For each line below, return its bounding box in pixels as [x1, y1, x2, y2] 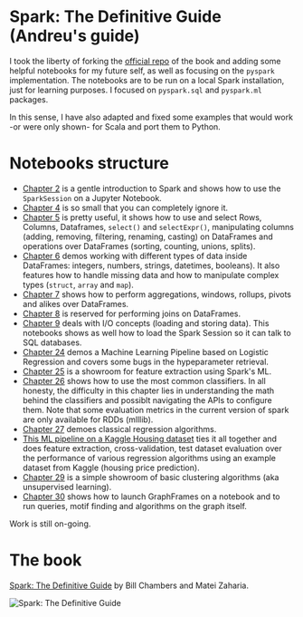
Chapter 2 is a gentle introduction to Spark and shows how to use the [22, 183, 281, 194]
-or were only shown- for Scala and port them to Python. [9, 121, 222, 132]
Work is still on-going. [9, 518, 91, 529]
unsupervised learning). [22, 481, 112, 492]
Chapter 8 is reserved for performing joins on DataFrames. [22, 308, 241, 319]
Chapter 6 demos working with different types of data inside [22, 250, 248, 261]
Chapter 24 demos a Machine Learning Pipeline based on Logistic [22, 346, 270, 357]
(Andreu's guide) [9, 25, 140, 46]
